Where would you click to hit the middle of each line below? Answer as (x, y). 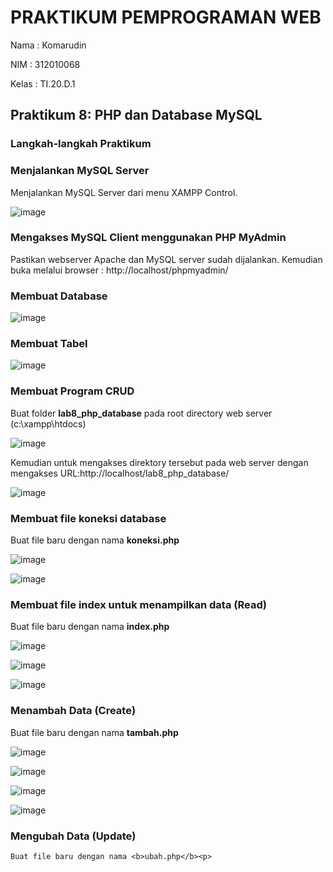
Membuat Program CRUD (72, 391)
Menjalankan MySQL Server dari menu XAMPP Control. (124, 192)
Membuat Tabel (49, 344)
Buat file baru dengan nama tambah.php (94, 732)
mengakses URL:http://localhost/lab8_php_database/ (120, 473)
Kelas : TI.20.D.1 (43, 83)
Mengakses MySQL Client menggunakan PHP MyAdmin (148, 238)
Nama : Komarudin (48, 45)
